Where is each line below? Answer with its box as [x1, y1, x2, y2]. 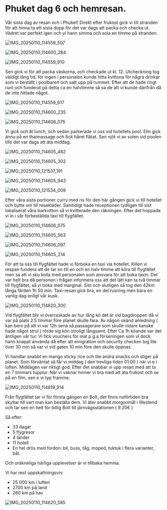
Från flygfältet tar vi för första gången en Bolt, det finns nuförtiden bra [5, 394, 149, 400]
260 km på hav [12, 490, 43, 496]
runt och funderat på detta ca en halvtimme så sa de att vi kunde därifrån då [5, 84, 162, 90]
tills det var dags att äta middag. [5, 139, 71, 145]
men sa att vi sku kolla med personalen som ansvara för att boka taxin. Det [5, 271, 158, 277]
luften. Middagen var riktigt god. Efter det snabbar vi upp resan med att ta [5, 364, 156, 370]
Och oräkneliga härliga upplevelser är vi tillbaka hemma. [5, 460, 120, 466]
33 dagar [12, 424, 31, 430]
